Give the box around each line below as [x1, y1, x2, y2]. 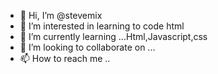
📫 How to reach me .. [19, 53, 111, 64]
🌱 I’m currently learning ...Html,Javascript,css [19, 31, 208, 42]
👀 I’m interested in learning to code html [19, 20, 185, 32]
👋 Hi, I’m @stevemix [19, 10, 103, 21]
